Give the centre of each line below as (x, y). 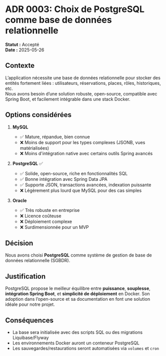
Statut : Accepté (22, 44)
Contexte (20, 66)
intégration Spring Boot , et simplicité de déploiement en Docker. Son (77, 294)
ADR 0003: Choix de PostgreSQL (75, 9)
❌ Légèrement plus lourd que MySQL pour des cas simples (81, 190)
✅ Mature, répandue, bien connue (55, 137)
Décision (19, 243)
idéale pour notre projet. (30, 304)
